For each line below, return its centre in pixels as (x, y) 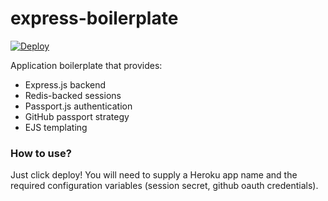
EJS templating (56, 127)
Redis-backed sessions (73, 95)
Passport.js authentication (78, 106)
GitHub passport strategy (77, 116)
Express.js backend (65, 84)
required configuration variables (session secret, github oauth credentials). (164, 186)
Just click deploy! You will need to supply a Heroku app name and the (154, 175)
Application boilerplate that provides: (86, 65)
